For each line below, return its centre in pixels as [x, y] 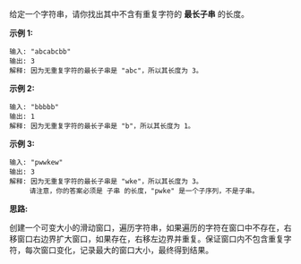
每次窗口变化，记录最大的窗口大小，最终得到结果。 [119, 250]
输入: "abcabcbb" [40, 52]
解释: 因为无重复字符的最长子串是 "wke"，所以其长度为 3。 [106, 182]
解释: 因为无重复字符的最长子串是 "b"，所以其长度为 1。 [102, 126]
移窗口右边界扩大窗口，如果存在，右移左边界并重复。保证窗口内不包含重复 [146, 239]
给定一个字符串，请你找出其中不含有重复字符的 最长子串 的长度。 [129, 14]
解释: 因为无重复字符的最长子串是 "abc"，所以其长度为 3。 [106, 71]
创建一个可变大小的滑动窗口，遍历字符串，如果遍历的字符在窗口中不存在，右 [150, 228]
